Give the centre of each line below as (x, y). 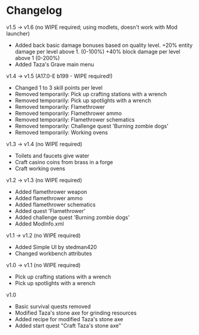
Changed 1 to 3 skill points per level (59, 87)
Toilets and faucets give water (52, 155)
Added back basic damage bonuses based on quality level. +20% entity (104, 45)
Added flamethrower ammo (49, 198)
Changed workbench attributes (53, 253)
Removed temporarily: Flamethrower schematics (75, 119)
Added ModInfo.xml (39, 224)
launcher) (18, 33)
